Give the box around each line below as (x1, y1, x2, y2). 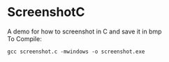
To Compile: (7, 34, 42, 42)
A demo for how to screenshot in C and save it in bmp (7, 27, 162, 36)
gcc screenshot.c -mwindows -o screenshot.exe (7, 48, 145, 55)
